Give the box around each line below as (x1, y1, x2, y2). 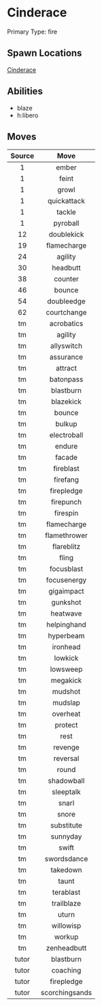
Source (10, 151, 35, 161)
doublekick (48, 230, 84, 239)
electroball (49, 430, 84, 440)
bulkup (55, 419, 78, 429)
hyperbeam (48, 631, 85, 641)
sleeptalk (52, 787, 82, 797)
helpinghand (46, 620, 86, 629)
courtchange (46, 307, 87, 317)
